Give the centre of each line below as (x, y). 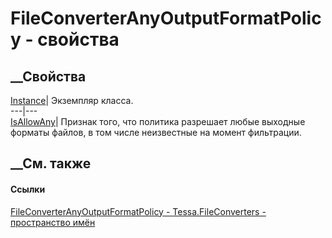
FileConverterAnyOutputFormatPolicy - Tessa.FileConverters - (138, 211)
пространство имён (53, 222)
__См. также (51, 163)
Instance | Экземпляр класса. (72, 100)
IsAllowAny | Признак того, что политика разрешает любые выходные (158, 121)
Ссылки (28, 189)
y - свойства (65, 39)
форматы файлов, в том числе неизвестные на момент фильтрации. (156, 132)
